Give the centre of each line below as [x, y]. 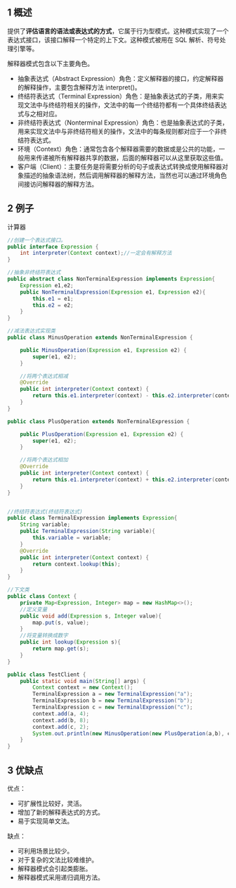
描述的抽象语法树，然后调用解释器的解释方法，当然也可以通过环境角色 [125, 175]
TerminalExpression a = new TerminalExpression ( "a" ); [113, 694]
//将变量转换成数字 [44, 636]
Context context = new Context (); [83, 688]
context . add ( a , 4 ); [61, 713]
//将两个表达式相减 [44, 376]
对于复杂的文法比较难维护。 [58, 859]
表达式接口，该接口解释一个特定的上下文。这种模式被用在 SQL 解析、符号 [113, 39]
